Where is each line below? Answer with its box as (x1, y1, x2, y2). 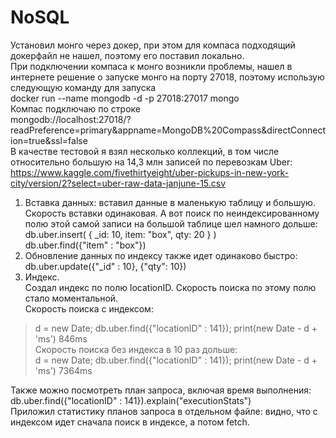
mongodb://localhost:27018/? (10, 113, 132, 125)
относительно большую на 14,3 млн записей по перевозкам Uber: (10, 156, 293, 168)
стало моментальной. (24, 292, 119, 304)
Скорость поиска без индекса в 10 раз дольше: (34, 343, 238, 355)
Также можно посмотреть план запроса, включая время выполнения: (10, 384, 312, 396)
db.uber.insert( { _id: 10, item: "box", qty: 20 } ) (24, 228, 217, 240)
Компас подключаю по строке (10, 102, 141, 115)
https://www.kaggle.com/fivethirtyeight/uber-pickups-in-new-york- (10, 166, 290, 178)
